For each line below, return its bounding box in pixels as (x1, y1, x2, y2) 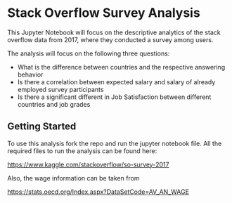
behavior (17, 70, 44, 79)
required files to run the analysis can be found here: (7, 146, 157, 155)
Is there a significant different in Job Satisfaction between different (17, 93, 212, 101)
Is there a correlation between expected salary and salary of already (17, 77, 216, 86)
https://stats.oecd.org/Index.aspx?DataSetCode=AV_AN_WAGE (7, 188, 190, 196)
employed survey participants (17, 85, 104, 93)
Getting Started (7, 121, 77, 133)
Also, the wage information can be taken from (7, 173, 140, 182)
